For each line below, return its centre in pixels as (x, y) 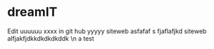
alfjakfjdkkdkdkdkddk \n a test (51, 38)
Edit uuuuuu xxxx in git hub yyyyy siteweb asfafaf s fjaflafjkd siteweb (107, 31)
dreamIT (32, 12)
